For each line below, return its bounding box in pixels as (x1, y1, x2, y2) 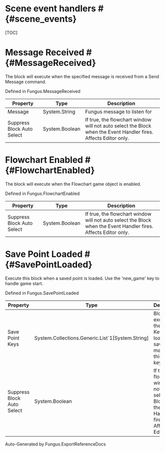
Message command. (5, 79, 47, 85)
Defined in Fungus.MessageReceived (5, 88, 81, 94)
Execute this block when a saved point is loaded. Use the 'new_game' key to (5, 275, 160, 281)
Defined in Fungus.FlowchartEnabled (5, 190, 80, 197)
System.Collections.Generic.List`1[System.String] (34, 335, 149, 341)
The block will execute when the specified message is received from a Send (5, 73, 160, 79)
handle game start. (5, 281, 43, 286)
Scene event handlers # (5, 3, 104, 14)
